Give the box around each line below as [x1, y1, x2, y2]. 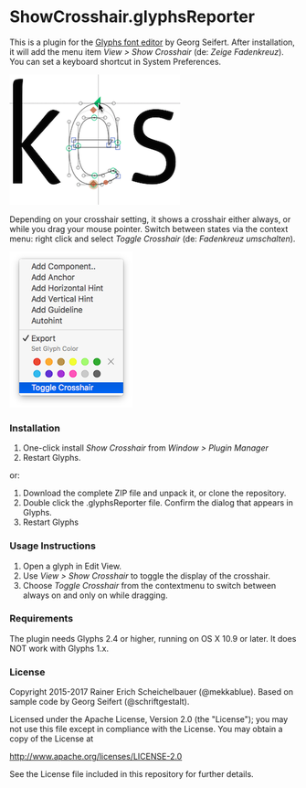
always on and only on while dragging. [22, 590, 168, 601]
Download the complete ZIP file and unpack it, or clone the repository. [22, 487, 287, 499]
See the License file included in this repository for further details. [9, 769, 254, 780]
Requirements [9, 612, 74, 625]
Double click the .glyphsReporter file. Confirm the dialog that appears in [22, 497, 294, 508]
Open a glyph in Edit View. [22, 560, 121, 571]
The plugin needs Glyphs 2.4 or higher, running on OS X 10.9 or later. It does [9, 633, 297, 644]
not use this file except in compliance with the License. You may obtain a [9, 724, 283, 735]
